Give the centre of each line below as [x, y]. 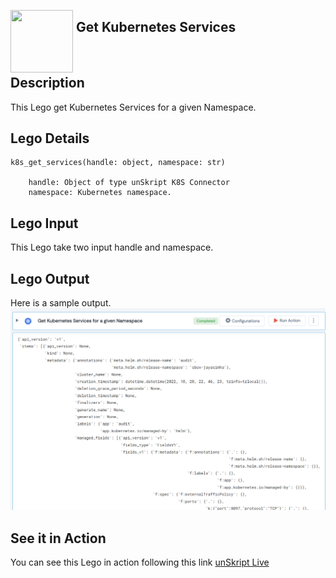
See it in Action [58, 538]
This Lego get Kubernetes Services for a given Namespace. [133, 107]
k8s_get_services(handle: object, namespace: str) [118, 163]
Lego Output [50, 278]
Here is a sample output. [61, 303]
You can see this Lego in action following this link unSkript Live [140, 562]
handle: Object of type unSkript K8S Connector [129, 183]
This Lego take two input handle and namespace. [112, 247]
